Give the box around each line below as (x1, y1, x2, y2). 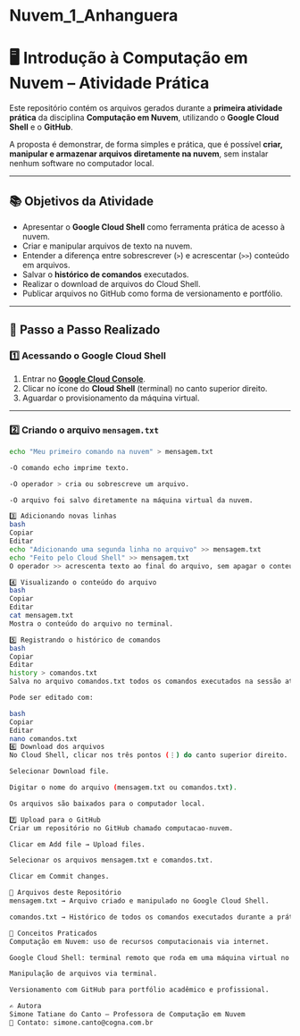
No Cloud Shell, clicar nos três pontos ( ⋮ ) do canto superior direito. (9, 751, 288, 760)
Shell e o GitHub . (9, 122, 73, 132)
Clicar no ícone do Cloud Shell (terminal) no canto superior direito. (21, 383, 268, 393)
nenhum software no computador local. (9, 158, 154, 169)
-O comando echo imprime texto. (9, 463, 129, 472)
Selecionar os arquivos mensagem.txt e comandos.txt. (9, 855, 214, 865)
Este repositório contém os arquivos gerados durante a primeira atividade (9, 103, 283, 114)
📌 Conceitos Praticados (9, 929, 98, 938)
